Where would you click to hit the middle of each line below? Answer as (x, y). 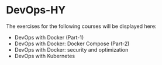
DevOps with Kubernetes (44, 56)
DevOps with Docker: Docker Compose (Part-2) (72, 44)
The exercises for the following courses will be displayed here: (81, 26)
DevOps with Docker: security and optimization (71, 49)
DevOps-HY (36, 10)
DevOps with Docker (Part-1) (49, 37)
